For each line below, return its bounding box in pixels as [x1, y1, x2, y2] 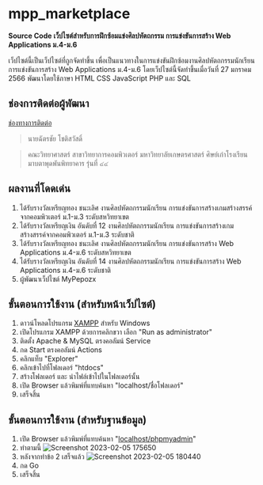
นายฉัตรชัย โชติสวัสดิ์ [27, 134, 83, 143]
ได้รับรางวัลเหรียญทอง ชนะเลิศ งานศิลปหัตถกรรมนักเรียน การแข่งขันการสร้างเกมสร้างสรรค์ [19, 203, 253, 212]
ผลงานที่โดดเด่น [8, 182, 71, 195]
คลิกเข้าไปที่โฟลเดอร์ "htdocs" [19, 363, 105, 373]
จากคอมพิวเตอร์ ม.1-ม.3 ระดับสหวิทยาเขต [19, 211, 129, 222]
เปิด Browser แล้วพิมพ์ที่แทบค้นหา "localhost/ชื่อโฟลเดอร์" [19, 381, 184, 390]
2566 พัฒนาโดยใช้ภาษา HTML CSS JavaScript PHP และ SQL [8, 73, 192, 83]
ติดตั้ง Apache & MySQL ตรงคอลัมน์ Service [19, 336, 151, 346]
